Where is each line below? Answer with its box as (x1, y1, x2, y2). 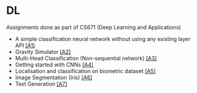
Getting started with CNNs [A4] (15, 61, 94, 68)
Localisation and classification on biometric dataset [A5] (15, 67, 156, 74)
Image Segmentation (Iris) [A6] (15, 74, 93, 81)
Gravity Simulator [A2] (15, 48, 71, 55)
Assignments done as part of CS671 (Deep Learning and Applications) (6, 24, 181, 31)
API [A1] (15, 42, 35, 49)
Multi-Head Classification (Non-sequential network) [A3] (15, 54, 157, 62)
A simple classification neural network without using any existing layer (15, 35, 191, 42)
